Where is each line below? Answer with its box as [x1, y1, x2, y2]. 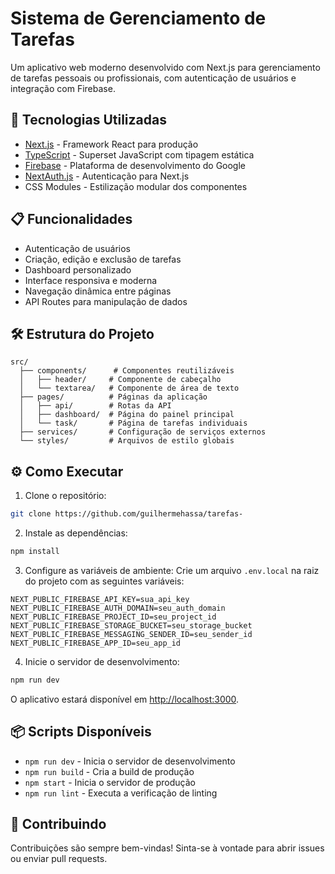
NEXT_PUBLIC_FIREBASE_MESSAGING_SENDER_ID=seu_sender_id [10, 629, 253, 639]
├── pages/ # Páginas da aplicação [19, 392, 208, 402]
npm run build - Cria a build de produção [24, 765, 195, 777]
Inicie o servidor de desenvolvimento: [24, 655, 180, 667]
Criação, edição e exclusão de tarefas [24, 253, 182, 265]
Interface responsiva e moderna [24, 274, 158, 286]
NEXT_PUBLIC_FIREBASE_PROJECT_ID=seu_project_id [10, 612, 217, 622]
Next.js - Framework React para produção [24, 138, 199, 150]
